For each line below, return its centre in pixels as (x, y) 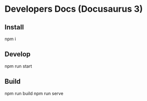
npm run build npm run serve (34, 93)
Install (14, 27)
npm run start (18, 66)
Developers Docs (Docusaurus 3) (74, 9)
